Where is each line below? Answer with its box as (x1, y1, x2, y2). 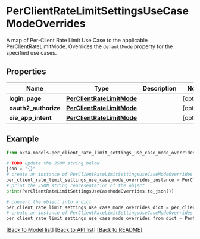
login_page (9, 94, 42, 103)
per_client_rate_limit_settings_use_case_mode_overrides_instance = (6, 177, 180, 183)
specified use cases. (6, 49, 57, 56)
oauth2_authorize (9, 104, 61, 112)
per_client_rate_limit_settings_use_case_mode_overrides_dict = (6, 204, 169, 210)
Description (142, 84, 177, 92)
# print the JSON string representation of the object (6, 182, 145, 188)
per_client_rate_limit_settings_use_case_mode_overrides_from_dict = (6, 216, 183, 222)
